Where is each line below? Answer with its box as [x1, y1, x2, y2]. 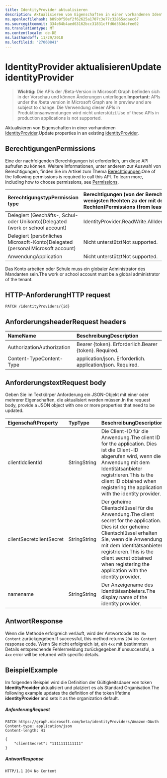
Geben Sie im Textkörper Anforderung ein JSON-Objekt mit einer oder [5, 391, 149, 397]
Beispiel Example [5, 666, 58, 675]
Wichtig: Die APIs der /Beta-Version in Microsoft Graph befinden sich [17, 88, 160, 94]
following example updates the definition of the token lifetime [5, 690, 131, 696]
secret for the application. [101, 517, 162, 524]
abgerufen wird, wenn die [101, 452, 161, 459]
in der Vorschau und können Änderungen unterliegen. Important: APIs [17, 93, 161, 100]
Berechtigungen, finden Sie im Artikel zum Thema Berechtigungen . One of [5, 168, 156, 174]
